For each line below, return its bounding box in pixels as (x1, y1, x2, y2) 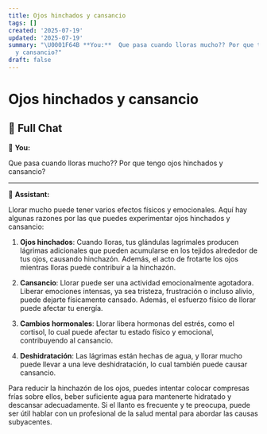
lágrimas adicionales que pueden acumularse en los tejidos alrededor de (19, 246, 258, 255)
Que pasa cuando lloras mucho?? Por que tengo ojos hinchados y (8, 158, 224, 168)
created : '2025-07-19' (8, 26, 83, 34)
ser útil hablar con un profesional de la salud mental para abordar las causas (8, 409, 258, 418)
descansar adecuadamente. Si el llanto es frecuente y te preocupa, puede (8, 400, 250, 409)
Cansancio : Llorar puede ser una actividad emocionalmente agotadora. (19, 277, 254, 287)
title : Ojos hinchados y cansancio (8, 11, 126, 20)
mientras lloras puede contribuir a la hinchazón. (19, 262, 176, 272)
